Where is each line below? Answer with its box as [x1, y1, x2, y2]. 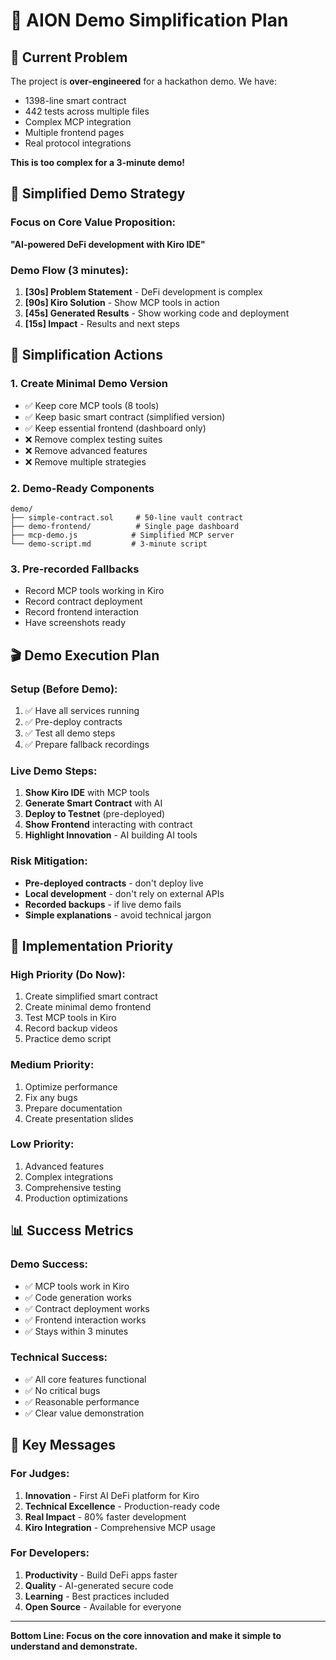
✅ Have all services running [24, 704, 140, 716]
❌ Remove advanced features [24, 444, 148, 456]
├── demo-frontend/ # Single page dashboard [10, 521, 240, 531]
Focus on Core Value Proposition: [10, 215, 177, 229]
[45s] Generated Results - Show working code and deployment [24, 307, 290, 319]
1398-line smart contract [24, 95, 127, 106]
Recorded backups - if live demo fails [24, 898, 182, 910]
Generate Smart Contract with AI [24, 797, 163, 809]
